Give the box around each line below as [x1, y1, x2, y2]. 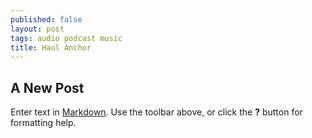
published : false [10, 14, 83, 25]
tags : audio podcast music [10, 33, 123, 43]
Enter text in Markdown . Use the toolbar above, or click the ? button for [10, 106, 303, 118]
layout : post [10, 24, 65, 34]
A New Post [10, 79, 85, 96]
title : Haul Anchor [10, 42, 92, 53]
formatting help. [10, 117, 77, 129]
